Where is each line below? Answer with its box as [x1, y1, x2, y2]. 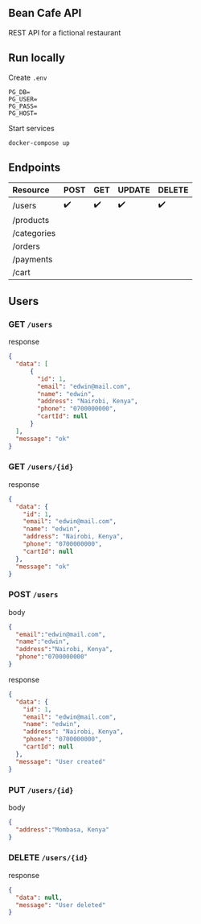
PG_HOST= [8, 109, 38, 118]
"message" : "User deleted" [15, 901, 106, 909]
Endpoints [8, 161, 61, 175]
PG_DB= [8, 88, 31, 96]
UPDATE [117, 184, 150, 196]
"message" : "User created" [15, 757, 106, 765]
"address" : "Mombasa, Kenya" [15, 825, 110, 834]
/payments [12, 254, 53, 265]
